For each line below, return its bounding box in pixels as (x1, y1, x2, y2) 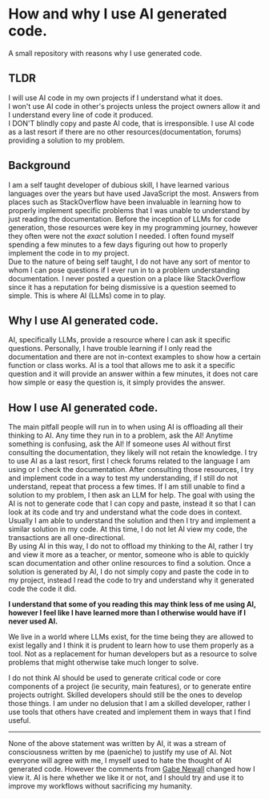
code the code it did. (8, 584, 77, 594)
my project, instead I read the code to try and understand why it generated (8, 575, 255, 585)
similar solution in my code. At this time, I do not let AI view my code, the (8, 524, 248, 534)
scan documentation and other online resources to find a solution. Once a (8, 559, 251, 568)
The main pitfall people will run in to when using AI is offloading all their (8, 422, 243, 432)
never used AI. (8, 616, 58, 626)
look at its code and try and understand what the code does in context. (8, 507, 243, 517)
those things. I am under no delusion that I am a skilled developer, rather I (8, 699, 251, 708)
